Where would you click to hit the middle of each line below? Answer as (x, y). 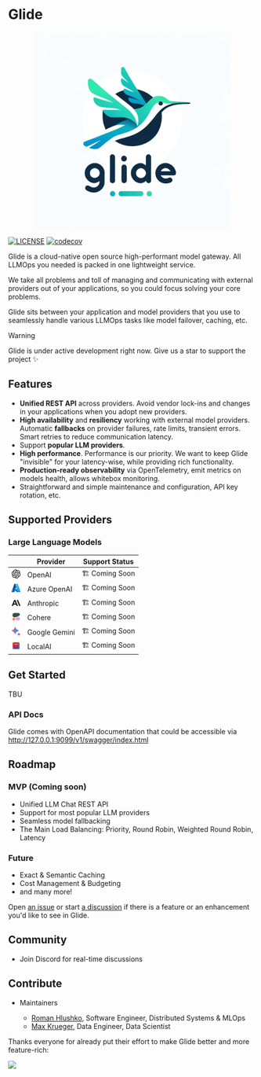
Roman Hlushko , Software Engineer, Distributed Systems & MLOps (138, 1018)
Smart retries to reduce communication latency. (96, 436)
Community (38, 940)
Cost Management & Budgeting (70, 884)
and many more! (46, 892)
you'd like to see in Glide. (49, 915)
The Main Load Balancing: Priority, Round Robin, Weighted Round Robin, (136, 829)
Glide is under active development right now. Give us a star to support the (127, 351)
